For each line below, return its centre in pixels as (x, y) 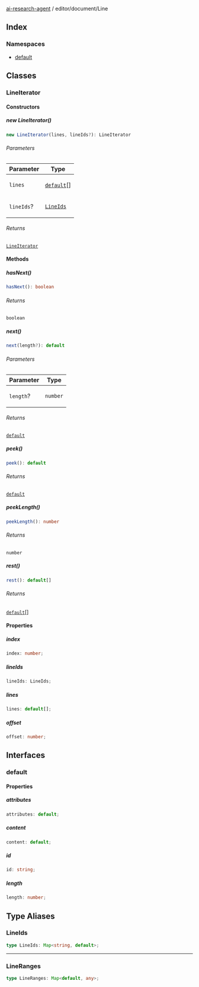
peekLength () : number (33, 522)
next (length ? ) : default (36, 346)
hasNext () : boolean (30, 287)
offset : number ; (26, 737)
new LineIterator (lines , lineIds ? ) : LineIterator (69, 135)
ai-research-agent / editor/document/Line (57, 9)
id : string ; (21, 870)
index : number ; (25, 653)
